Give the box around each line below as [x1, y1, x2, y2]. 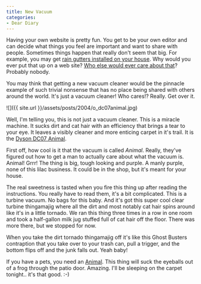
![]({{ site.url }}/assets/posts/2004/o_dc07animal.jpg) [6, 104, 138, 112]
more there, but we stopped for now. [6, 222, 97, 229]
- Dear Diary [6, 20, 39, 26]
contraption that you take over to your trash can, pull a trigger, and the [6, 240, 180, 247]
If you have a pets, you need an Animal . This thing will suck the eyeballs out [6, 258, 193, 265]
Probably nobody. [6, 68, 50, 76]
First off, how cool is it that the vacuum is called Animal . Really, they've [6, 147, 182, 154]
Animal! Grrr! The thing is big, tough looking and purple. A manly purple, [6, 160, 184, 167]
